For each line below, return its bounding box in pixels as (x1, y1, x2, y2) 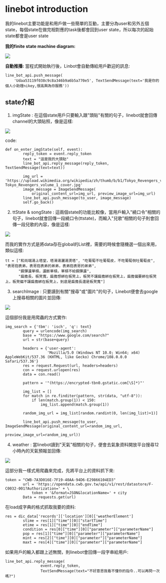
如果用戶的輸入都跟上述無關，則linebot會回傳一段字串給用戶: (5, 549, 128, 555)
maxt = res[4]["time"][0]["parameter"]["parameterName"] (23, 540, 142, 544)
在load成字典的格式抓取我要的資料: (5, 504, 76, 510)
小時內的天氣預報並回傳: (12, 448, 62, 454)
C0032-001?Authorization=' (5, 486, 61, 491)
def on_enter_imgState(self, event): (5, 147, 83, 152)
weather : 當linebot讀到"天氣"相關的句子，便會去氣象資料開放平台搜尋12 (12, 441, 159, 448)
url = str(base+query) (23, 337, 70, 342)
